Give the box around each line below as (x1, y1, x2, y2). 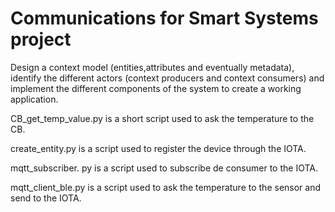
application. (10, 93, 59, 105)
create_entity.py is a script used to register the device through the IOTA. (10, 142, 307, 154)
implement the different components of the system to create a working (10, 82, 302, 94)
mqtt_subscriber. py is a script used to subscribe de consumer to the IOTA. (10, 162, 318, 174)
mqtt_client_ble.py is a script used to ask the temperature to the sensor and (10, 181, 322, 193)
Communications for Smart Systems (10, 7, 319, 30)
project (10, 28, 72, 51)
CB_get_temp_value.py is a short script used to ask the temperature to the (10, 112, 315, 124)
